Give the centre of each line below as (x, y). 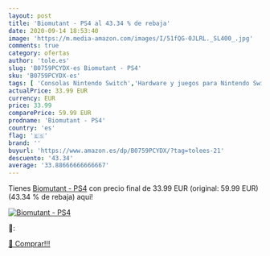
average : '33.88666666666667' (59, 166)
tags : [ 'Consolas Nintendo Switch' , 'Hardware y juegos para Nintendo (129, 83)
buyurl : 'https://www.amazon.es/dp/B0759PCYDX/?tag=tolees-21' (117, 151)
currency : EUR (32, 98)
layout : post (30, 16)
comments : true (34, 46)
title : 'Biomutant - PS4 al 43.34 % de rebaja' (90, 23)
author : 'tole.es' (39, 61)
